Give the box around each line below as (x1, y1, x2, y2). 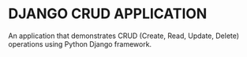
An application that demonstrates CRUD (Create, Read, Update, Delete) (8, 31, 239, 40)
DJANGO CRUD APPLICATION (8, 5, 208, 23)
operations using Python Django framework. (8, 39, 152, 48)
